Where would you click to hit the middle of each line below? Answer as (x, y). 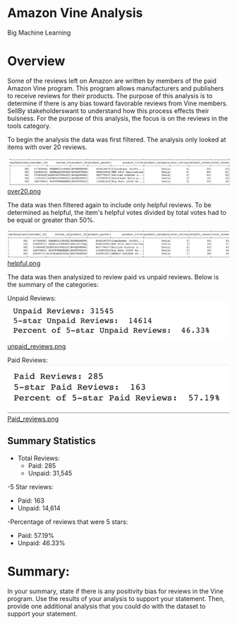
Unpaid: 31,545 (50, 473)
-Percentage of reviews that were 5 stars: (68, 522)
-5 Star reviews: (31, 486)
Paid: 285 (42, 465)
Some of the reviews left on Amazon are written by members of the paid (112, 81)
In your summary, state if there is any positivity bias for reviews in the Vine (115, 591)
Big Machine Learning (39, 33)
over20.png (24, 192)
